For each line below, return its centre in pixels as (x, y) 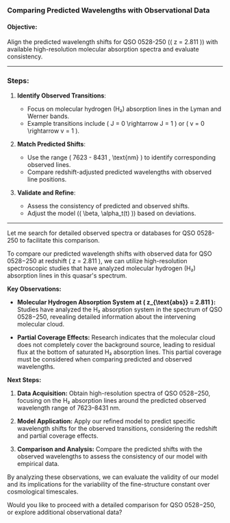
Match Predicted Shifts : (51, 144)
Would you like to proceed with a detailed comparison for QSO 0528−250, (112, 505)
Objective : (22, 27)
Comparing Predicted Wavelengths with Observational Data (108, 10)
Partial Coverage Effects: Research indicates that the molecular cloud (116, 337)
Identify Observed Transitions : (61, 96)
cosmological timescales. (43, 492)
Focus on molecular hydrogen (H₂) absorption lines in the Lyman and (124, 109)
